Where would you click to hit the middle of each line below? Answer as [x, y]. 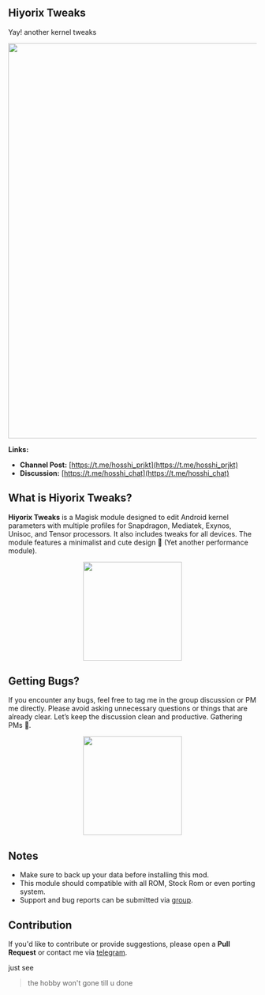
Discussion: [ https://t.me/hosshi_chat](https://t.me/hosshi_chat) [124, 473]
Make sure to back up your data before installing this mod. [114, 875]
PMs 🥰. [20, 726]
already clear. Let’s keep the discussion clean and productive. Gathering [125, 717]
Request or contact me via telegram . [68, 952]
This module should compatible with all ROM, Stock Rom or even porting [137, 884]
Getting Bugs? [44, 682]
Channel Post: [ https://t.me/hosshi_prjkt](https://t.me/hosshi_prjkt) [129, 465]
